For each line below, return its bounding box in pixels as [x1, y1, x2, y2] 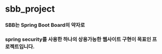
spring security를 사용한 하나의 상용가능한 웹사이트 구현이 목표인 [5, 36, 151, 43]
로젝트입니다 [5, 43, 33, 50]
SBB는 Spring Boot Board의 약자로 [5, 22, 85, 29]
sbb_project [5, 3, 55, 15]
